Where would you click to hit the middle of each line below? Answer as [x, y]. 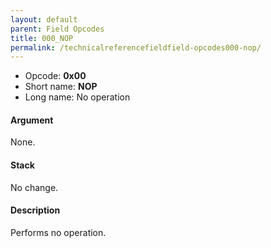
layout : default [44, 19]
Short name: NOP [61, 87]
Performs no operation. [58, 232]
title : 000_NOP [42, 38]
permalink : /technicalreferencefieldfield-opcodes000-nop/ [136, 47]
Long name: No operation [77, 97]
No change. [34, 187]
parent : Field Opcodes [57, 29]
